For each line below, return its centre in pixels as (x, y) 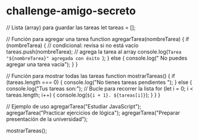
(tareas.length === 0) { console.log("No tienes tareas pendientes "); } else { (99, 82)
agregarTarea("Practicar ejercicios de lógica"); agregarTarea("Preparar (93, 113)
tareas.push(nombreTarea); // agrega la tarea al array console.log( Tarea (94, 51)
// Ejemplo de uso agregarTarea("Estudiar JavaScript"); (74, 106)
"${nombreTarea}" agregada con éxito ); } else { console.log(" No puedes (97, 58)
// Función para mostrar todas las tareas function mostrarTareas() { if (91, 76)
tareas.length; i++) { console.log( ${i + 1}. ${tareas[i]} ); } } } (83, 95)
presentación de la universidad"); (47, 119)
